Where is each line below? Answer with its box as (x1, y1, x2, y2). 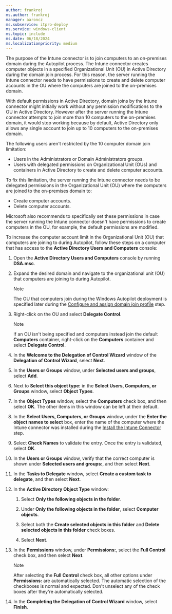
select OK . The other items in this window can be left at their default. (13, 403, 159, 410)
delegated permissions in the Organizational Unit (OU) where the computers (6, 182, 167, 188)
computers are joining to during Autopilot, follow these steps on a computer (6, 239, 166, 246)
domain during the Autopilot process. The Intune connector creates (6, 60, 148, 67)
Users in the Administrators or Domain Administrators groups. (13, 156, 144, 162)
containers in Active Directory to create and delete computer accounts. (13, 166, 164, 173)
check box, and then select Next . (13, 552, 84, 558)
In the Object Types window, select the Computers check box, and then (13, 398, 167, 404)
